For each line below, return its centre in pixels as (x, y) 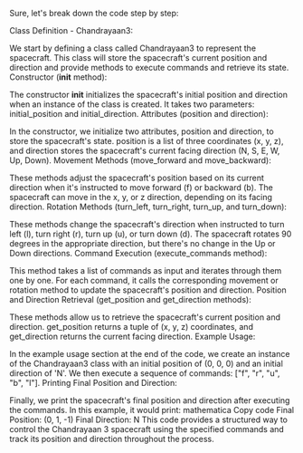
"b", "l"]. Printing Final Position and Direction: (94, 383)
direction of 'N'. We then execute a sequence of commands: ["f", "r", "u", (145, 373)
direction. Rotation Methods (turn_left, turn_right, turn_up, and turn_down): (148, 207)
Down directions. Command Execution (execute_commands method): (138, 253)
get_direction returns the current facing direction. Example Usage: (133, 336)
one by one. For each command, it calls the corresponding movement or (144, 280)
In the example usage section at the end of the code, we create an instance (150, 354)
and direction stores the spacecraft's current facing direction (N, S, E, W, (145, 150)
